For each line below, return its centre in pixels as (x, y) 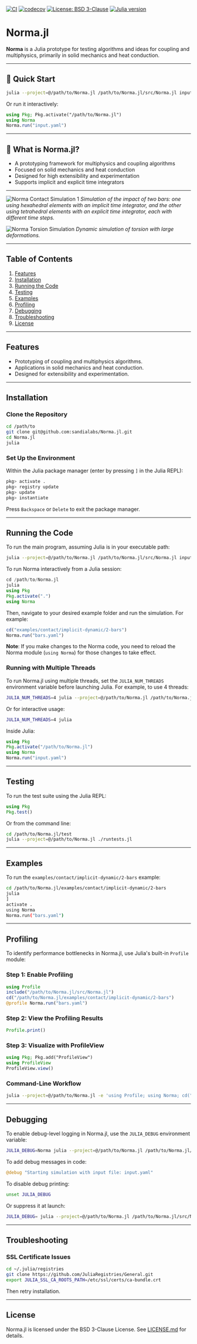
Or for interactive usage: (35, 709)
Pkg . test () (19, 812)
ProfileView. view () (30, 1069)
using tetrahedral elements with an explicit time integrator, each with (89, 212)
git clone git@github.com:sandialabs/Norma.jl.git (69, 432)
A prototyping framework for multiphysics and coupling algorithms (95, 164)
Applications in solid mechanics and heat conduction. (79, 367)
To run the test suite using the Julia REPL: (56, 795)
